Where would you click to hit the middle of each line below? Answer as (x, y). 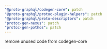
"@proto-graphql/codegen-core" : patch (44, 9)
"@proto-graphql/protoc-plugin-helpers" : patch (53, 14)
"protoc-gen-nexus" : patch (32, 23)
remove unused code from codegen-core (46, 41)
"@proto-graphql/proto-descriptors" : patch (49, 18)
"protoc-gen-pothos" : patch (33, 28)
